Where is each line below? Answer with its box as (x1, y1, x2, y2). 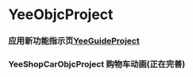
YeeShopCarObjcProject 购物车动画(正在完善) (8, 59, 186, 70)
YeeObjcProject (8, 6, 114, 24)
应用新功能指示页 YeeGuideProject (8, 36, 141, 47)
